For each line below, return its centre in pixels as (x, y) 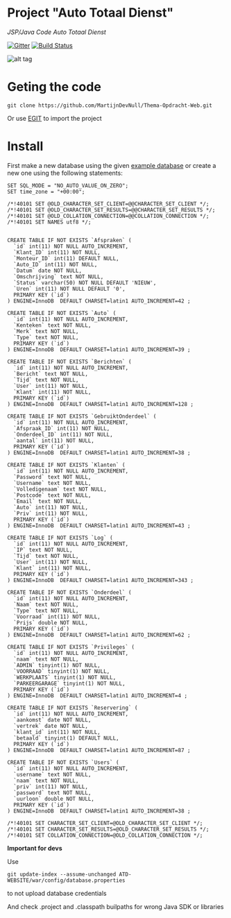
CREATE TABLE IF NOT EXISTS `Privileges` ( (71, 647)
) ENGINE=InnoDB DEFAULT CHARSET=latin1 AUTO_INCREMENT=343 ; (101, 580)
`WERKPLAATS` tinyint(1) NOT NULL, (65, 677)
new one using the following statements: (65, 173)
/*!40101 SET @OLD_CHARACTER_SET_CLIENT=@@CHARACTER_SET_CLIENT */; (108, 204)
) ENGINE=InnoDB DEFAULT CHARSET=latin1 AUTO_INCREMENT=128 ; (101, 404)
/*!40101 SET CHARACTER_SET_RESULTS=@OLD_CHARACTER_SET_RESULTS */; (108, 829)
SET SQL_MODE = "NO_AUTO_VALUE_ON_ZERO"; (68, 185)
